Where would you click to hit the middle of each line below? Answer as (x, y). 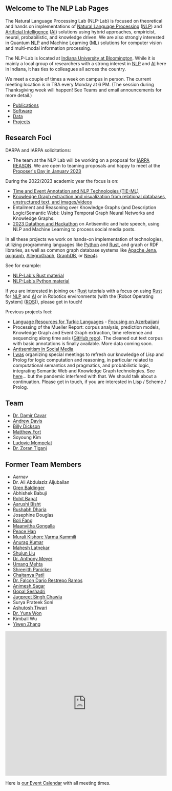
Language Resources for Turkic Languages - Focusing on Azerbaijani (86, 322)
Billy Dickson (26, 426)
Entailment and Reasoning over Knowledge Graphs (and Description (84, 207)
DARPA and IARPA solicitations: (38, 150)
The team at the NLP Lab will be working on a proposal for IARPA (81, 160)
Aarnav (20, 477)
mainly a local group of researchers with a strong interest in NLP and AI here (86, 63)
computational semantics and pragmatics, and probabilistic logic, (81, 365)
